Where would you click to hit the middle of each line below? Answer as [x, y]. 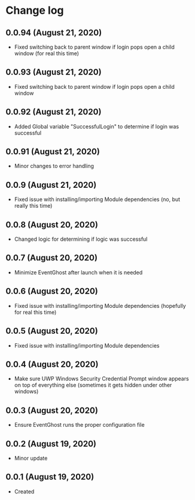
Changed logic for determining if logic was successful [81, 239]
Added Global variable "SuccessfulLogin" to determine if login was [97, 126]
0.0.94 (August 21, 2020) [54, 33]
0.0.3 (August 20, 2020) [52, 410]
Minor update [31, 458]
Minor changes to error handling [54, 166]
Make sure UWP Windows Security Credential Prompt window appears [101, 379]
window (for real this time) [46, 53]
